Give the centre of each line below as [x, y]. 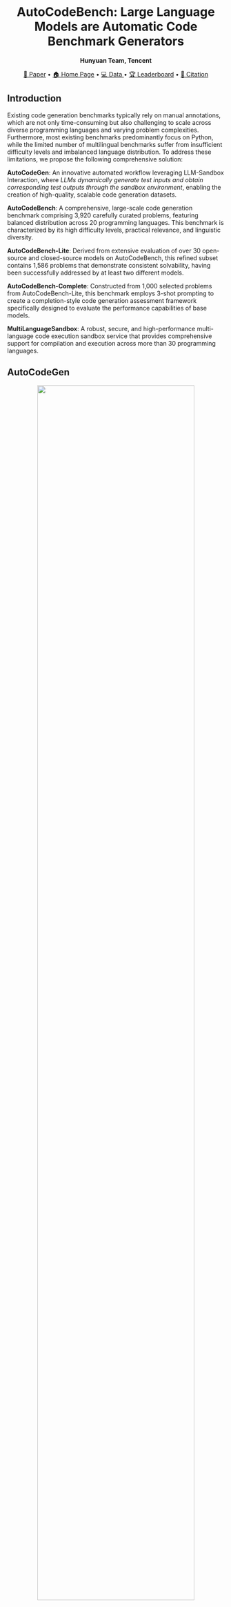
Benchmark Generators [116, 41]
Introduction [34, 98]
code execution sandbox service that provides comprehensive [123, 336]
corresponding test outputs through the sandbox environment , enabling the [114, 187]
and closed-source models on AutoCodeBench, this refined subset [123, 258]
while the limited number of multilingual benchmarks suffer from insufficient [115, 144]
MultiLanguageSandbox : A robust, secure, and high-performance [101, 328]
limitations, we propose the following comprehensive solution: [95, 159]
